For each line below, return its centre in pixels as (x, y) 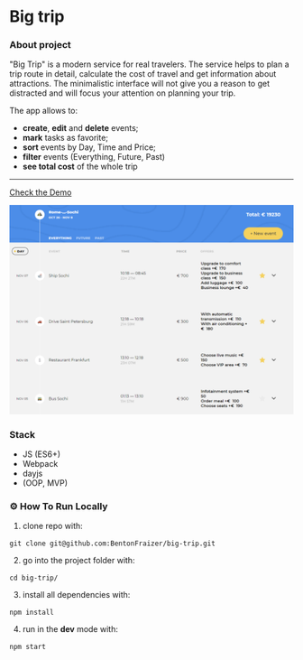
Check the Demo (41, 192)
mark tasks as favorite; (65, 138)
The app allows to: (44, 111)
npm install (32, 613)
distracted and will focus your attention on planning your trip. (123, 93)
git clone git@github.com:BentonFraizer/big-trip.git (113, 544)
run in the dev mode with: (70, 629)
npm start (28, 647)
